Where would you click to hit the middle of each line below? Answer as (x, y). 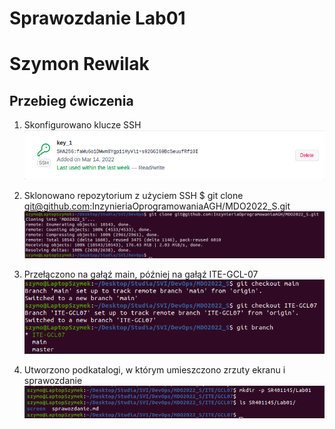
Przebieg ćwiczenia (71, 100)
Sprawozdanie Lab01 (97, 18)
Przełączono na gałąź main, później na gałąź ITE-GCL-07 (141, 274)
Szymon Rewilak (79, 64)
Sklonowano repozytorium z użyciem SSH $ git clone (133, 195)
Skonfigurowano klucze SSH (82, 125)
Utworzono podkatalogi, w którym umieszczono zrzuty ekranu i (154, 369)
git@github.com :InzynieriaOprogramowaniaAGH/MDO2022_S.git (157, 206)
